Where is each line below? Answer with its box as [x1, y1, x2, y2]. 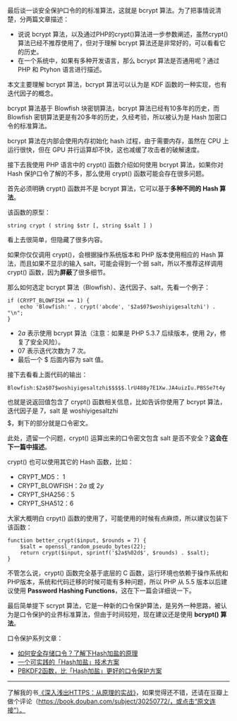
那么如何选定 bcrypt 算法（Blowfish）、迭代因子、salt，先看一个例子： [7, 283, 210, 291]
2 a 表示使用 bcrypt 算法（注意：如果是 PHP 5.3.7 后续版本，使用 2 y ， [17, 329, 220, 337]
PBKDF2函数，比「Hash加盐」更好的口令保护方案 [17, 667, 162, 675]
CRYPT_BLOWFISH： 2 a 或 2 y [17, 482, 104, 490]
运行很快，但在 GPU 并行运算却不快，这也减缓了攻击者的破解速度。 [7, 145, 203, 154]
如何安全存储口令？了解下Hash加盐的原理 [17, 649, 138, 658]
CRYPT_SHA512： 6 [17, 499, 74, 507]
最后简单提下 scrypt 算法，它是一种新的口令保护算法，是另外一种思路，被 [7, 602, 221, 610]
